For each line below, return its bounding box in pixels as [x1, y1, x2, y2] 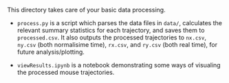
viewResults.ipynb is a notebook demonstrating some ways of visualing [17, 61, 221, 69]
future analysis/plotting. [17, 48, 85, 56]
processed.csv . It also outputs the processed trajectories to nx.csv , [17, 33, 206, 41]
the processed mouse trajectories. [17, 68, 115, 76]
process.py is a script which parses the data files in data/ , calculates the [17, 19, 222, 27]
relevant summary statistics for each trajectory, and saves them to [17, 27, 205, 34]
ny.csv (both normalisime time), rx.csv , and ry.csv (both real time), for [17, 41, 218, 48]
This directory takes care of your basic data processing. [7, 6, 166, 14]
